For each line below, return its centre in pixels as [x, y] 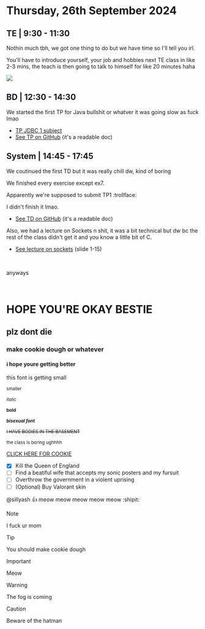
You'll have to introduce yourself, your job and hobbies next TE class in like [101, 60]
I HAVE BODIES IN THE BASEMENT [43, 432]
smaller [14, 389]
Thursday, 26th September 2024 [92, 11]
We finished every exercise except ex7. [56, 183]
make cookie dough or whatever [55, 349]
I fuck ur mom [24, 525]
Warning [17, 585]
